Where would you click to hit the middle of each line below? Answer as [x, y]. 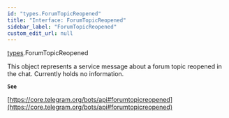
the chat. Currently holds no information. [66, 74]
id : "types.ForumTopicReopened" [54, 14]
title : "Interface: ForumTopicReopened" [67, 20]
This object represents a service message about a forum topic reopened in [114, 66]
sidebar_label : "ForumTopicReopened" [62, 27]
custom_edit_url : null [40, 33]
